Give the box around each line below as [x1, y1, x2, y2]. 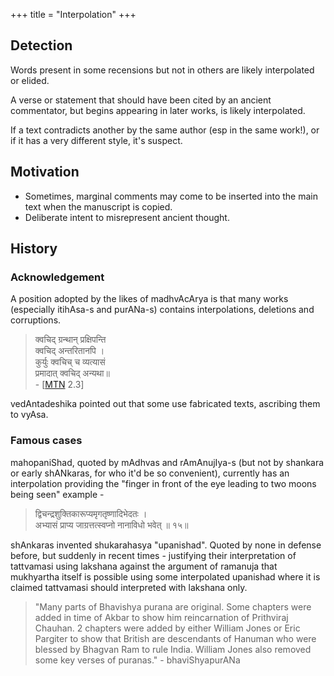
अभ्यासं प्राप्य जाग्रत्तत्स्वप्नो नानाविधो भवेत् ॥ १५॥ [34, 519, 189, 531]
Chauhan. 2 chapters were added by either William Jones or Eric [34, 622, 301, 634]
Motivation [10, 164, 80, 181]
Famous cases [10, 434, 83, 448]
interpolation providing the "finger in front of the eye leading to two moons [10, 477, 317, 489]
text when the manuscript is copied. [24, 200, 173, 213]
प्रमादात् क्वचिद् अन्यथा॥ [34, 367, 110, 379]
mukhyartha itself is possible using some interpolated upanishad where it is [10, 570, 321, 583]
